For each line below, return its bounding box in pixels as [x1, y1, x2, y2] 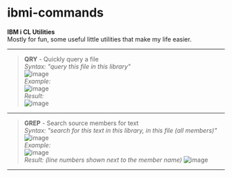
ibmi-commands [7, 5, 104, 21]
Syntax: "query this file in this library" [23, 62, 131, 71]
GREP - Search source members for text [23, 119, 139, 127]
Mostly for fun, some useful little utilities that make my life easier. [7, 35, 192, 43]
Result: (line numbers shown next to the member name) [23, 156, 182, 164]
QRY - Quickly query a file [23, 55, 99, 63]
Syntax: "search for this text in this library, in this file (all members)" [23, 126, 217, 134]
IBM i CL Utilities [7, 28, 55, 36]
